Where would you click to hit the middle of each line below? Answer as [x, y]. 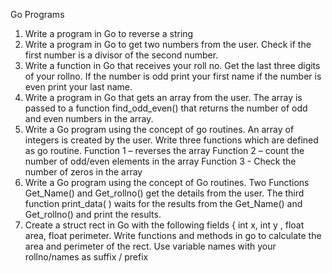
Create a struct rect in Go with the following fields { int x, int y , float [164, 225]
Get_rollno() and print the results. [93, 214]
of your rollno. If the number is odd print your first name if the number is [173, 76]
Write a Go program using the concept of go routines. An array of [159, 129]
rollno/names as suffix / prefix [86, 257]
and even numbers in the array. [89, 118]
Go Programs [37, 14]
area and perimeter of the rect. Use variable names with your [150, 246]
